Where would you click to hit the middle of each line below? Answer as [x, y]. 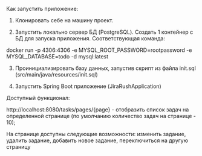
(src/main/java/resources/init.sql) [56, 74]
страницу [18, 147]
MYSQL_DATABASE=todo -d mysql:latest [57, 56]
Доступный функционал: [38, 98]
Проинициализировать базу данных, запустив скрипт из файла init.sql [106, 68]
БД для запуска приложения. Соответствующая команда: [90, 38]
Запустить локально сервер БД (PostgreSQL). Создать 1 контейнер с [104, 32]
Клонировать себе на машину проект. [64, 20]
